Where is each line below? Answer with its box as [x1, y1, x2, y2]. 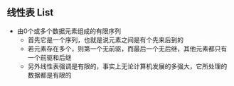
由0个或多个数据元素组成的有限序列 [16, 27, 122, 35]
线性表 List [6, 6, 54, 19]
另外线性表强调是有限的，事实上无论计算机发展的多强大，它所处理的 [27, 62, 228, 70]
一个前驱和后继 [27, 53, 72, 61]
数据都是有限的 [27, 70, 72, 79]
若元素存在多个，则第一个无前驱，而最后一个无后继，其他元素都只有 [27, 44, 228, 53]
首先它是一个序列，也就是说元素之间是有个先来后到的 [27, 35, 184, 44]
